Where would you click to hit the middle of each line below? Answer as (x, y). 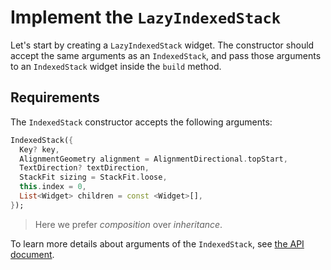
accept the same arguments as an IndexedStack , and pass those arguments (166, 55)
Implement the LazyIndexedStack (146, 17)
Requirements (55, 97)
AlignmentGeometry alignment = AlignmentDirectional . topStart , (153, 159)
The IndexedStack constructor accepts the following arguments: (141, 122)
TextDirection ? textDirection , (84, 168)
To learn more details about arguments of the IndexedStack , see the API (157, 243)
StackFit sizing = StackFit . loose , (93, 177)
